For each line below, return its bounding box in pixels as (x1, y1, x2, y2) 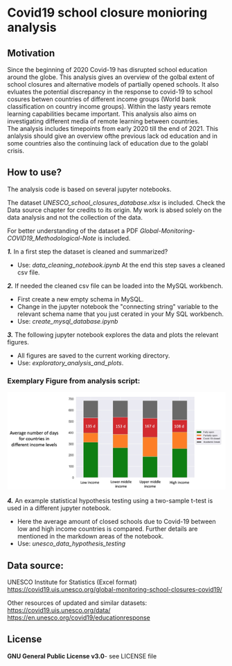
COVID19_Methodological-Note (7, 234, 97, 242)
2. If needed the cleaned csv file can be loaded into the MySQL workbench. (7, 281, 224, 290)
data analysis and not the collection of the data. (7, 213, 143, 221)
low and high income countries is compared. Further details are (17, 525, 198, 533)
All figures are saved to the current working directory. (17, 351, 170, 360)
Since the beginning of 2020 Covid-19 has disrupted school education (7, 66, 208, 73)
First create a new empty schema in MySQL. (17, 295, 144, 303)
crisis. (7, 147, 24, 155)
